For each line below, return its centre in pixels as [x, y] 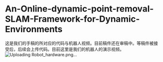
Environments [34, 29]
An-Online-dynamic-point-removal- [79, 9]
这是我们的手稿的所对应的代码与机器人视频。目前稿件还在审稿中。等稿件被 [79, 43]
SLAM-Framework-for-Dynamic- [73, 19]
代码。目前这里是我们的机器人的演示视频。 [81, 49]
